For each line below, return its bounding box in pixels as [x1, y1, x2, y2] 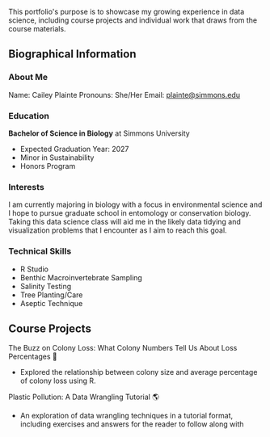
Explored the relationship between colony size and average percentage [19, 368, 258, 377]
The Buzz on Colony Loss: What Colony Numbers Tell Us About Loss [8, 343, 238, 353]
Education [8, 110, 50, 121]
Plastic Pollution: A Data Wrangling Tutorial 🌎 [8, 392, 160, 402]
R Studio [19, 264, 49, 274]
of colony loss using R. [19, 376, 96, 386]
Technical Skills [8, 246, 72, 257]
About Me [8, 72, 49, 83]
